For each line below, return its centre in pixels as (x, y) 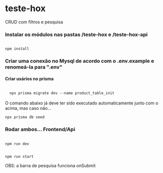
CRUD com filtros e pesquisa (34, 22)
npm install (17, 49)
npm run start (20, 156)
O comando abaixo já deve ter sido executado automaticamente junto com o (82, 103)
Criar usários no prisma (29, 79)
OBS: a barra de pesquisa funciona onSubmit (51, 165)
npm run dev (17, 144)
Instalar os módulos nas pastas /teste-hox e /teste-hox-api (76, 35)
